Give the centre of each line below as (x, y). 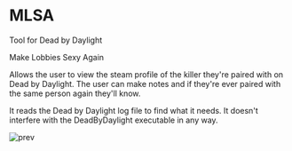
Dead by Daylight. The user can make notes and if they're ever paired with (145, 83)
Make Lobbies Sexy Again (57, 57)
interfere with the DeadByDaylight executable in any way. (114, 120)
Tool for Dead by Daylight (56, 40)
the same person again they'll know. (75, 93)
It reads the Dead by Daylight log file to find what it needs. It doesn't (134, 110)
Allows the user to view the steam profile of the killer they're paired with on (146, 74)
